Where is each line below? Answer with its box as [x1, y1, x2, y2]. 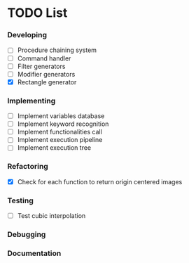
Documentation [7, 248, 62, 258]
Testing [7, 195, 34, 205]
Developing [7, 30, 48, 40]
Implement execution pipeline [17, 136, 103, 144]
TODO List [7, 5, 68, 21]
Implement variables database [17, 112, 105, 120]
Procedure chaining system [17, 46, 97, 54]
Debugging [7, 230, 46, 240]
